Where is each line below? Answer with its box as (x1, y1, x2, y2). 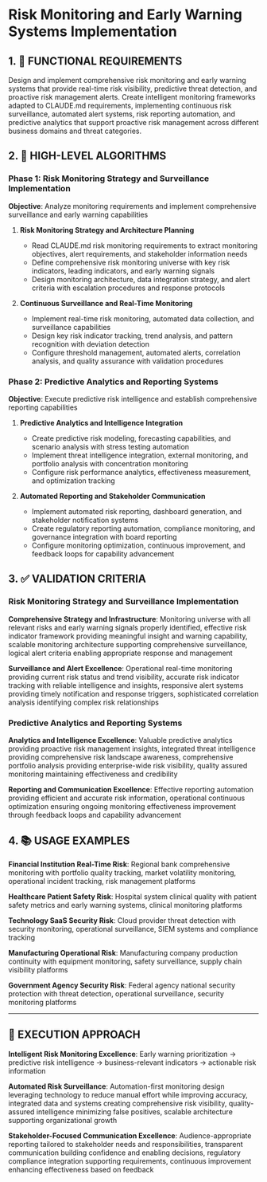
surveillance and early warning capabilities (8, 210, 149, 219)
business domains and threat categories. (8, 126, 142, 135)
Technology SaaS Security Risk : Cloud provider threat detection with (8, 915, 236, 925)
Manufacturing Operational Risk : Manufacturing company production (8, 948, 238, 957)
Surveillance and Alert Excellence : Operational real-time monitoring (8, 663, 233, 673)
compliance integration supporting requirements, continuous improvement (8, 1156, 252, 1165)
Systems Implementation (8, 22, 177, 41)
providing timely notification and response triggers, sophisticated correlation (8, 689, 259, 698)
